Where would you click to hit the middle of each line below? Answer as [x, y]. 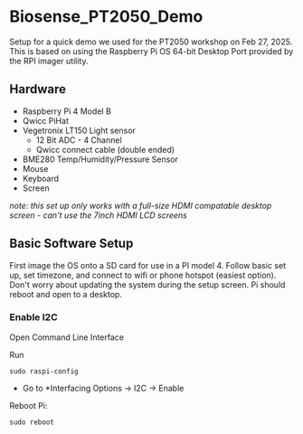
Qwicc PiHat [46, 120]
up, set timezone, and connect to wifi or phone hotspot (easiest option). [143, 275]
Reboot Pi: [28, 405]
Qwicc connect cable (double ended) [105, 149]
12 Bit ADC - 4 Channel [79, 140]
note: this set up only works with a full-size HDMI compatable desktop [141, 205]
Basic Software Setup [71, 244]
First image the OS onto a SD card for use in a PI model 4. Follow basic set [148, 265]
